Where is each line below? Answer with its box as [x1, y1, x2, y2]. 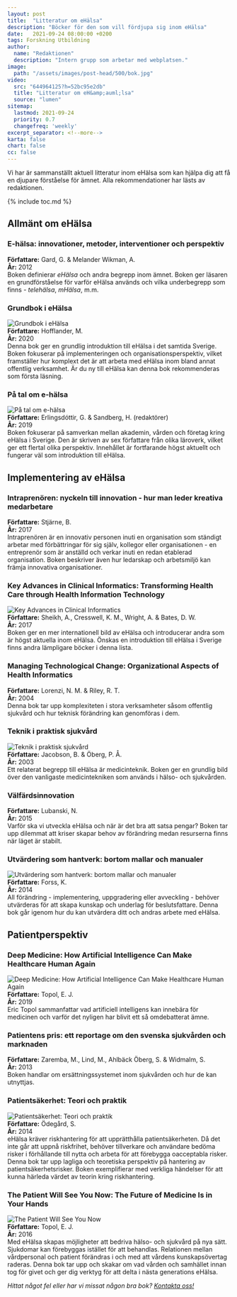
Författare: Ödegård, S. [7, 1119, 76, 1128]
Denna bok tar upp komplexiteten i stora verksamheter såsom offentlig [7, 701, 213, 710]
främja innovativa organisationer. [7, 563, 103, 571]
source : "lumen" [13, 96, 62, 104]
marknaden [7, 1039, 48, 1049]
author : [7, 43, 30, 50]
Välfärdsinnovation [7, 790, 75, 800]
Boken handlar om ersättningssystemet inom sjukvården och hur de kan [7, 1071, 217, 1079]
